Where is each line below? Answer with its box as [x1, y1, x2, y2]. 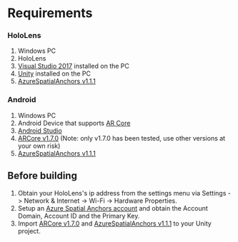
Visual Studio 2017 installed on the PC [17, 62, 130, 71]
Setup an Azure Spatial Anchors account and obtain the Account [17, 203, 209, 212]
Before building [7, 170, 77, 182]
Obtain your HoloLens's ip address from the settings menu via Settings [17, 188, 227, 197]
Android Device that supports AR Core [17, 119, 131, 127]
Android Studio [17, 126, 62, 135]
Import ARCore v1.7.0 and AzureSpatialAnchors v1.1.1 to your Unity [17, 219, 212, 228]
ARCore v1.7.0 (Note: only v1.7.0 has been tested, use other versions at [17, 133, 226, 142]
